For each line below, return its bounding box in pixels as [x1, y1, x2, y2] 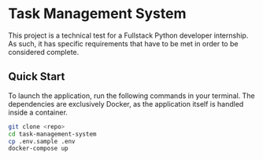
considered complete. [8, 47, 80, 56]
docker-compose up [8, 144, 69, 153]
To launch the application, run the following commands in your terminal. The [8, 91, 255, 100]
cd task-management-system [8, 130, 97, 138]
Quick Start [8, 70, 65, 83]
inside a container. [8, 107, 69, 117]
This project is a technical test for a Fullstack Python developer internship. [8, 31, 249, 40]
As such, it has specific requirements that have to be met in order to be [8, 38, 239, 48]
